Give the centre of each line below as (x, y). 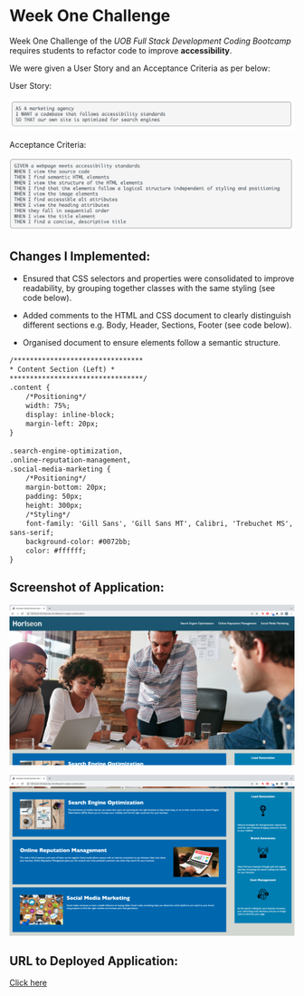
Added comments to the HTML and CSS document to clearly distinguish (157, 315)
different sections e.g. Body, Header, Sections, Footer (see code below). (157, 325)
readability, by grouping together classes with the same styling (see (149, 288)
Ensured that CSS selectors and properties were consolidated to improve (158, 278)
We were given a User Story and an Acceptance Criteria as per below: (140, 68)
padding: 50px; (54, 496)
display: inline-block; (71, 415)
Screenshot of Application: (87, 587)
